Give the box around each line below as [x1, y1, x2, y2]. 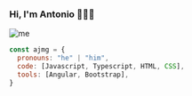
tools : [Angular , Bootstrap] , [17, 70, 129, 79]
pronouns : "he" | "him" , [17, 53, 109, 63]
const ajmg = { [9, 45, 66, 54]
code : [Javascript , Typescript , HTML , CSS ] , [17, 62, 185, 71]
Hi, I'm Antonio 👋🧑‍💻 [9, 8, 95, 20]
